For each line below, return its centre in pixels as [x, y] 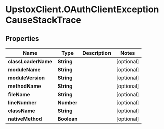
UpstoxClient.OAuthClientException [82, 9]
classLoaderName [30, 61]
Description [97, 53]
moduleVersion [26, 78]
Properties [22, 39]
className [21, 111]
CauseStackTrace [43, 20]
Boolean [67, 119]
